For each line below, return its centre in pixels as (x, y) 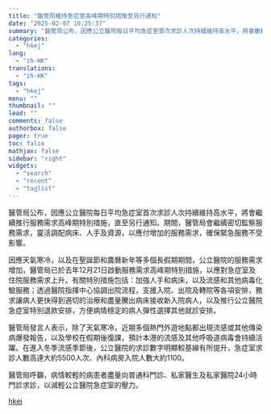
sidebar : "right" (38, 158)
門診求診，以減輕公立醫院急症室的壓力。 (75, 385)
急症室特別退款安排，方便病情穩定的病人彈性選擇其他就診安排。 (114, 310)
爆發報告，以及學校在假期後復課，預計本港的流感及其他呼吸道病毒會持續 (135, 337)
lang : (17, 53)
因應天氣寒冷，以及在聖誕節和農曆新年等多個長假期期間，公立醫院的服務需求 (135, 260)
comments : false (35, 121)
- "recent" (34, 181)
